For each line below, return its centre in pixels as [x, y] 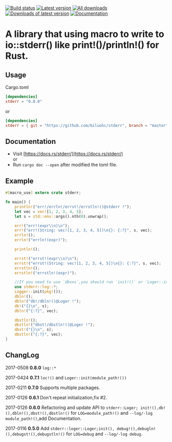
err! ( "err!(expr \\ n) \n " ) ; [42, 226]
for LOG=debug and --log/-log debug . [104, 434]
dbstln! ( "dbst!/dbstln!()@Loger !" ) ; [55, 325]
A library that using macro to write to [85, 34]
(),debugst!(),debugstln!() [35, 434]
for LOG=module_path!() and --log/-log [112, 413]
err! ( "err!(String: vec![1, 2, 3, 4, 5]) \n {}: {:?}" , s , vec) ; [83, 231]
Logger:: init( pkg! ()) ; [39, 292]
